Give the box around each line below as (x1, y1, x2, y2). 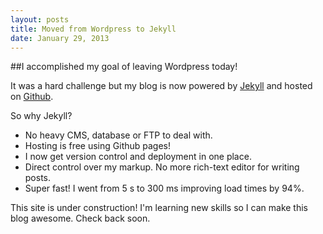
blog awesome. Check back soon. (10, 212, 151, 225)
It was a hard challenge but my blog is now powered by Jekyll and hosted (10, 80, 313, 92)
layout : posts (10, 14, 70, 25)
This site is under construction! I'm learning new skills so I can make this (10, 202, 309, 214)
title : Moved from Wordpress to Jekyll (10, 24, 177, 34)
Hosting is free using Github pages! (24, 140, 172, 152)
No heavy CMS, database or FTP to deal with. (24, 129, 213, 141)
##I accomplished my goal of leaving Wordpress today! (10, 61, 238, 73)
